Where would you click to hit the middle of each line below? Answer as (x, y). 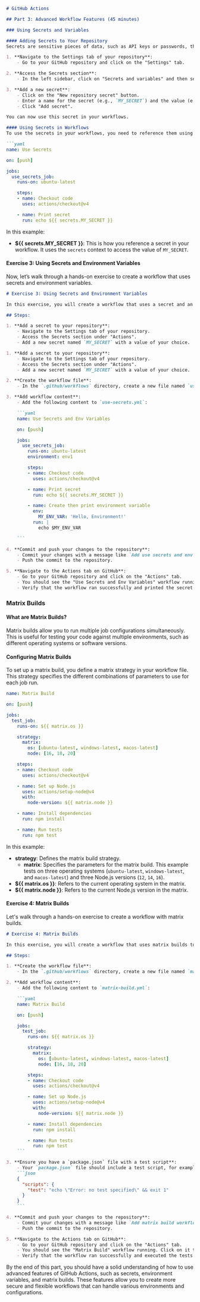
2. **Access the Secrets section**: (51, 74)
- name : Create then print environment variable (89, 506)
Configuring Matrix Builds (39, 657)
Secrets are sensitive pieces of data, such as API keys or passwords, (97, 46)
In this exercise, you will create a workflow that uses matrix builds (97, 945)
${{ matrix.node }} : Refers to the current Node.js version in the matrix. (101, 890)
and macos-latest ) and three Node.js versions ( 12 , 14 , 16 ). (94, 877)
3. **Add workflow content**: (44, 397)
